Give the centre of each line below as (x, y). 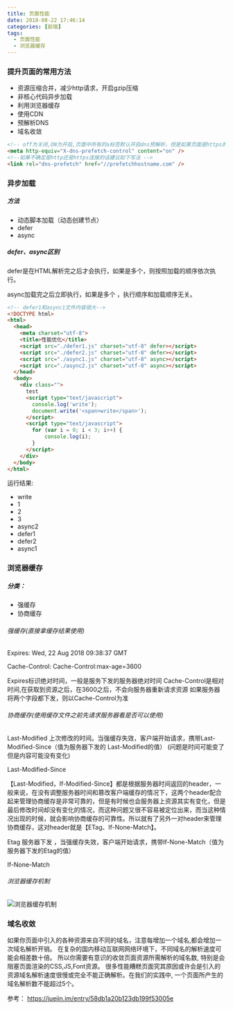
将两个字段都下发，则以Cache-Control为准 (68, 698)
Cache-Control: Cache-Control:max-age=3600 (75, 666)
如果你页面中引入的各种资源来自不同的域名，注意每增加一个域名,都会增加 (112, 940)
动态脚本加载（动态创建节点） (60, 220)
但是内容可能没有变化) (39, 755)
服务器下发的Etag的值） (41, 850)
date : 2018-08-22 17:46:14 (46, 20)
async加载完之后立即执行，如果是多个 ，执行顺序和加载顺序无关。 (102, 294)
